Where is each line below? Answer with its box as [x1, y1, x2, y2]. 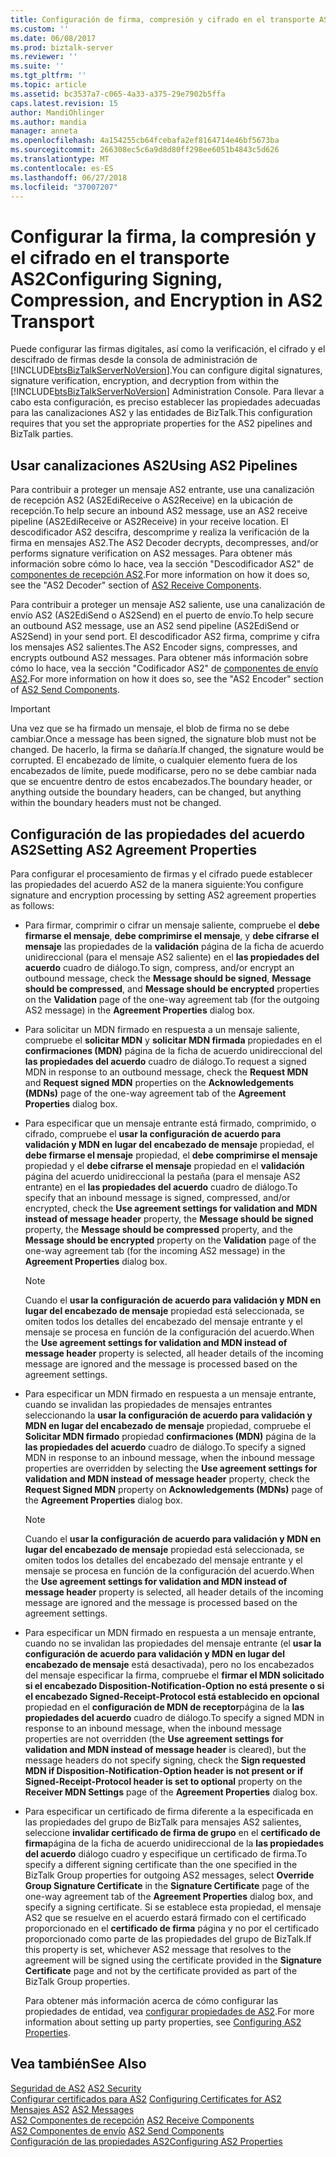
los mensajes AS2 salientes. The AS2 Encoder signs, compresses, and [10, 641, 298, 653]
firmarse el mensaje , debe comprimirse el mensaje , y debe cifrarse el [24, 929, 320, 941]
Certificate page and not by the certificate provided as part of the [24, 1964, 298, 1976]
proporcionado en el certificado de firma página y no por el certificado [24, 1922, 320, 1934]
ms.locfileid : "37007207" [10, 182, 118, 192]
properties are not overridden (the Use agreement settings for [24, 1732, 284, 1745]
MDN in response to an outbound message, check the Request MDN [24, 1066, 309, 1078]
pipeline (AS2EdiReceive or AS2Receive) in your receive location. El [10, 516, 289, 528]
